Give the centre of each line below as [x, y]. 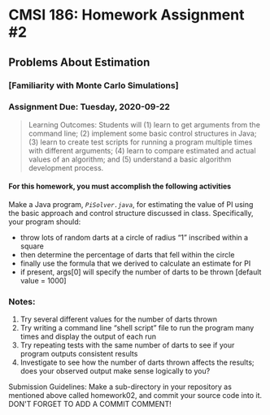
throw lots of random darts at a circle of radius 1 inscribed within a [134, 238]
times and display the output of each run [88, 337]
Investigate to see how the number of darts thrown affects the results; [137, 362]
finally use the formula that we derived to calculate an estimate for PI [135, 263]
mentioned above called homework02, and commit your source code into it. [135, 396]
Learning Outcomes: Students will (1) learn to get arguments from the [144, 124]
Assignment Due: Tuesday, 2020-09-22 [89, 107]
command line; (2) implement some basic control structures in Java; [142, 133]
